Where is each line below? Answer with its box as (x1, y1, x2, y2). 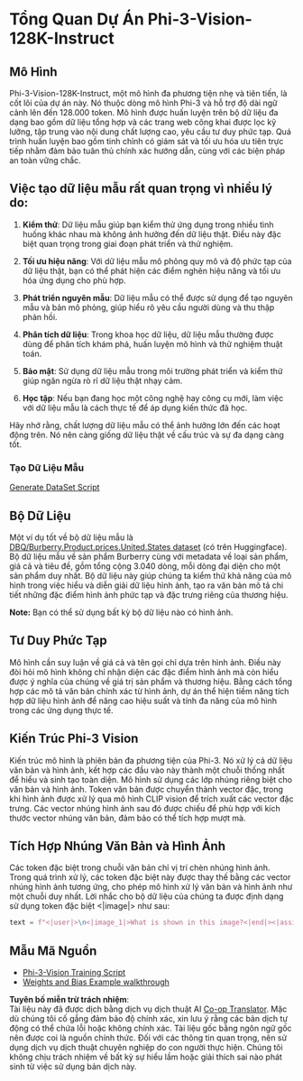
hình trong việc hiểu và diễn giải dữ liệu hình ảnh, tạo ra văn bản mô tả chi (9, 580, 284, 591)
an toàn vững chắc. (9, 155, 81, 166)
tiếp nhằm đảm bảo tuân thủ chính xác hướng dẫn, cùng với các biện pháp (9, 145, 286, 156)
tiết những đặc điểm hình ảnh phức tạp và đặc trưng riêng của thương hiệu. (9, 589, 289, 600)
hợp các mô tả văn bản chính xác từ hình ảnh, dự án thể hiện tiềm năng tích (9, 685, 289, 696)
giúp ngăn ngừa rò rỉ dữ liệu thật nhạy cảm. (22, 375, 183, 386)
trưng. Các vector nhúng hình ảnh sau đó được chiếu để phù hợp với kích (9, 802, 281, 813)
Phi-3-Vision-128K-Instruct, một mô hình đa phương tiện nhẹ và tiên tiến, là (9, 88, 288, 98)
